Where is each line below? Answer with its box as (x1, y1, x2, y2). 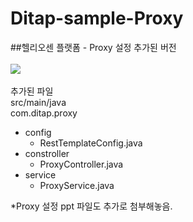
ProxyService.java (39, 179, 115, 191)
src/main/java (10, 96, 67, 108)
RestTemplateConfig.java (39, 137, 143, 149)
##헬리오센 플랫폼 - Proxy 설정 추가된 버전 (10, 41, 177, 53)
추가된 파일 (10, 85, 54, 97)
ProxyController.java (39, 158, 124, 170)
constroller (24, 147, 70, 159)
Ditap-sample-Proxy (10, 7, 184, 30)
